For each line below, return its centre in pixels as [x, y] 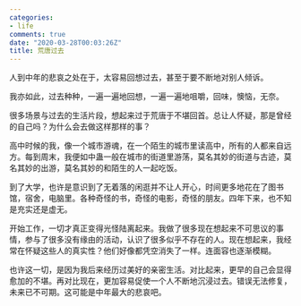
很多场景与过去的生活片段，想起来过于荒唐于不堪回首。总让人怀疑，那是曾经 [150, 115]
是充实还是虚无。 [41, 209]
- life [21, 26]
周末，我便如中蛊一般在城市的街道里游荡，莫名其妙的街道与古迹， [162, 157]
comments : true [38, 34]
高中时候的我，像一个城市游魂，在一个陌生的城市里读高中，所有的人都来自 [146, 146]
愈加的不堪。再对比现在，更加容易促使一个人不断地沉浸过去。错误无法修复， [150, 281]
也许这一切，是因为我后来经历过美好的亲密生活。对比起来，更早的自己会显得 [150, 270]
